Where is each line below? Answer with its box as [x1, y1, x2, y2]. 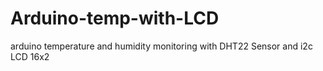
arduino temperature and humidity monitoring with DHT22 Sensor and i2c [10, 40, 313, 52]
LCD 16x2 [10, 50, 50, 62]
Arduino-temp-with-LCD [10, 7, 220, 30]
